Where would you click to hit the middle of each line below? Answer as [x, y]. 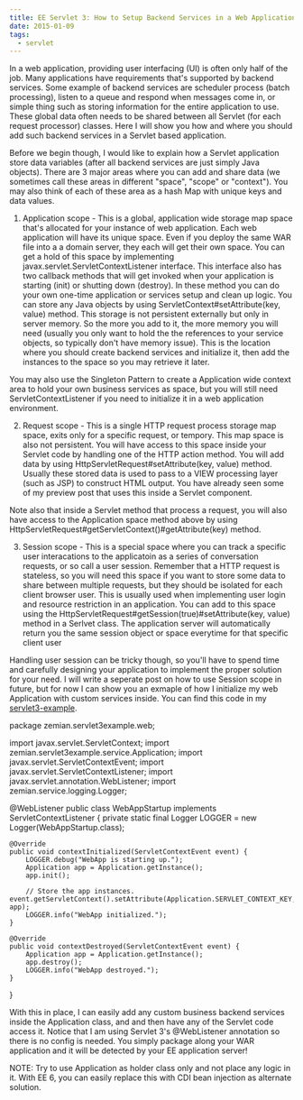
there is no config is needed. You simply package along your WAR [132, 1041]
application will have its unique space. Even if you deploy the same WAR [156, 238]
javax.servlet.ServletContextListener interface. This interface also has [152, 266]
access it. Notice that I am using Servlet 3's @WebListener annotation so [145, 1031]
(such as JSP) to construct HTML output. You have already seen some [153, 483]
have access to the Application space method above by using [124, 520]
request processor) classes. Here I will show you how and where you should [151, 126]
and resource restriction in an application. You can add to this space [149, 604]
